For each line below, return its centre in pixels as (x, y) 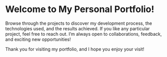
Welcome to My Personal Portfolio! (80, 9)
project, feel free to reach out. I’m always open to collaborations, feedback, (83, 34)
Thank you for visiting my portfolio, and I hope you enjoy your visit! (75, 49)
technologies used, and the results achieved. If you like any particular (78, 28)
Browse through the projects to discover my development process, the (79, 23)
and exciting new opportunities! (38, 39)
